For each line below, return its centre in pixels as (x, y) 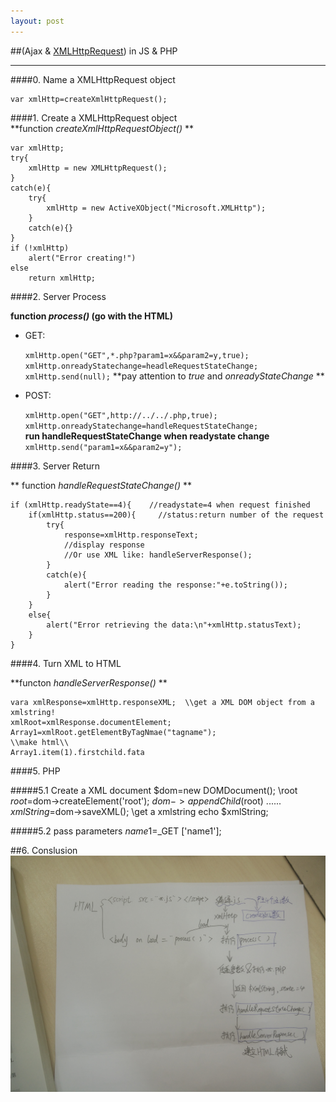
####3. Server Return (55, 466)
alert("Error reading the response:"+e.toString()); (175, 585)
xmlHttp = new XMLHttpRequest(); (98, 168)
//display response (104, 545)
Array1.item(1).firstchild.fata (77, 752)
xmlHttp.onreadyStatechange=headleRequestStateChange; (141, 366)
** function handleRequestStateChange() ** (101, 485)
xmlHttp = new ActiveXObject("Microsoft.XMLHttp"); (156, 208)
